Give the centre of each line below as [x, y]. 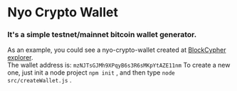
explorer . [20, 58]
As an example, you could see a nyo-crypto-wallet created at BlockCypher [117, 50]
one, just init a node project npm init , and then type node [91, 73]
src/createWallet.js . [40, 80]
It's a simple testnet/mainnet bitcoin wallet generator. [102, 35]
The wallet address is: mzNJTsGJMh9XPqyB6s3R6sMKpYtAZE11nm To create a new [119, 65]
